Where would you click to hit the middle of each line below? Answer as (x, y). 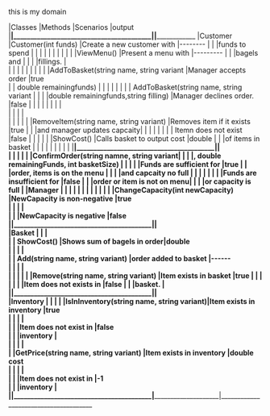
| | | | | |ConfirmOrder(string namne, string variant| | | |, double (115, 156)
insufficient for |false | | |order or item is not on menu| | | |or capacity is (130, 181)
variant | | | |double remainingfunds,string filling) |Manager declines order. (131, 96)
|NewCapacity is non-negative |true (70, 198)
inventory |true (34, 310)
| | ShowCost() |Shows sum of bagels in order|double (100, 241)
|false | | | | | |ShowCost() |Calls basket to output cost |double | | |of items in (134, 139)
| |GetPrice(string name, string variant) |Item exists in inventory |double (131, 353)
